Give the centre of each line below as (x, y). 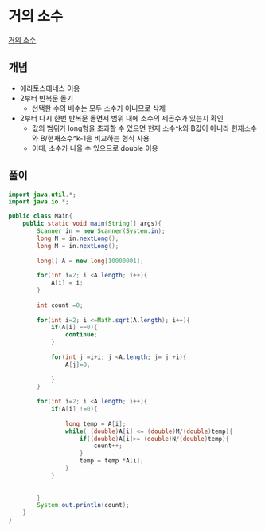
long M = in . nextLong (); (78, 246)
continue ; (81, 335)
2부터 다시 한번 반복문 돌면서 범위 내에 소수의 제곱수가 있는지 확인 (122, 118)
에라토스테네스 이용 (50, 88)
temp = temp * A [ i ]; (112, 461)
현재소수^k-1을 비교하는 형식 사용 (98, 138)
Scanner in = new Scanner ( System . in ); (101, 231)
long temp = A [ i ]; (95, 423)
